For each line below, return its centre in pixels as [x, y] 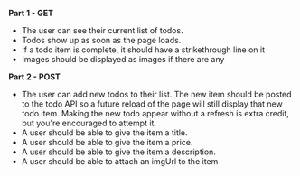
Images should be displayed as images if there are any [123, 59]
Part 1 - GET [31, 13]
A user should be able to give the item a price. [107, 142]
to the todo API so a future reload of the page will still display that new [152, 104]
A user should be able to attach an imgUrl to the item [120, 161]
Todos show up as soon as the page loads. [101, 40]
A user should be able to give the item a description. [118, 152]
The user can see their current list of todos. [102, 30]
